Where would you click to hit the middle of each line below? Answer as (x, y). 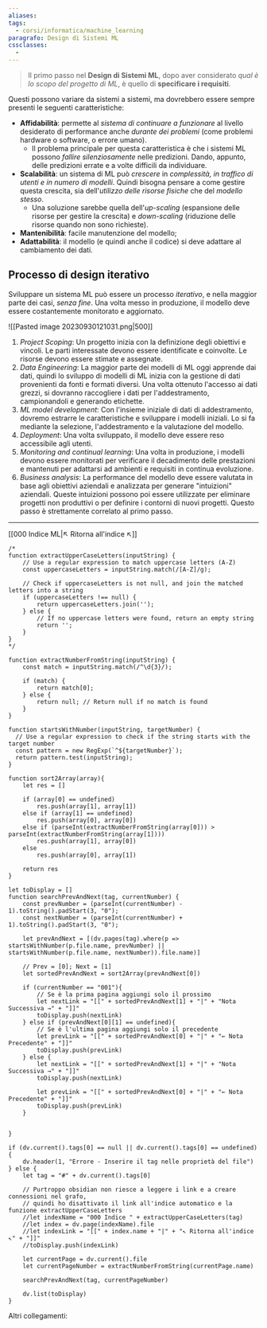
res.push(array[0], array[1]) (87, 855)
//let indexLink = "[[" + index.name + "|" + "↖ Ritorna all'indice (138, 1231)
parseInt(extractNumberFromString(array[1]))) (87, 834)
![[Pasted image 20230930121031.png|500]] (81, 326)
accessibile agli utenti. (56, 443)
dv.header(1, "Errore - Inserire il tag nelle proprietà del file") (138, 1162)
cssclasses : (28, 45)
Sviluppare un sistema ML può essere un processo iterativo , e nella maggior (133, 294)
